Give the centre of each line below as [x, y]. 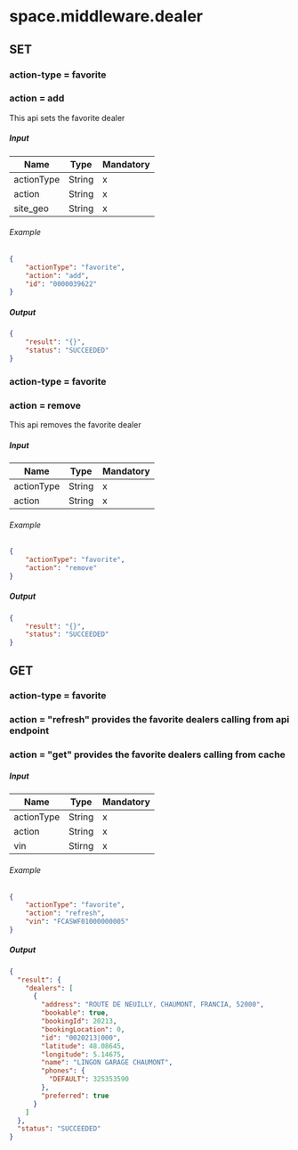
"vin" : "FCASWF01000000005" [77, 922]
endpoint [29, 730]
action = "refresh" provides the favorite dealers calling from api [149, 720]
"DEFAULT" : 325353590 [89, 1080]
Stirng [81, 846]
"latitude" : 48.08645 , [83, 1046]
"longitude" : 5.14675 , [83, 1054]
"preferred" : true [75, 1096]
